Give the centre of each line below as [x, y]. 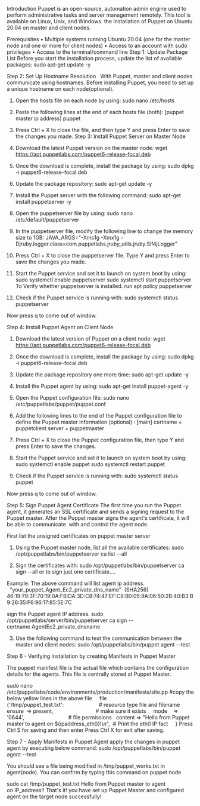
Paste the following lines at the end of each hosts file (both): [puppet [99, 112]
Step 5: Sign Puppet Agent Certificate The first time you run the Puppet [94, 505]
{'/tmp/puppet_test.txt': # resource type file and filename [93, 705]
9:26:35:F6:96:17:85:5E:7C [39, 602]
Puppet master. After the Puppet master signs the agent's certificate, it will [98, 518]
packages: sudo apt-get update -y [49, 65]
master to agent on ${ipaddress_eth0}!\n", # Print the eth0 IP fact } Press [100, 724]
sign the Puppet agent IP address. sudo [55, 614]
